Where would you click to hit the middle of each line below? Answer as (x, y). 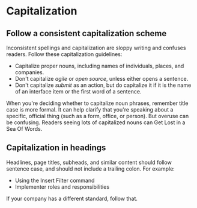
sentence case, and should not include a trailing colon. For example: (91, 169)
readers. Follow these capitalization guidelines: (64, 54)
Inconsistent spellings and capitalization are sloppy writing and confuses (96, 48)
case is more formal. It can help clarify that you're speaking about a (90, 109)
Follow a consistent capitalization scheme (86, 33)
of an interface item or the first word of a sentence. (78, 91)
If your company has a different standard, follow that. (72, 198)
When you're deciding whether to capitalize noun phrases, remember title (97, 103)
